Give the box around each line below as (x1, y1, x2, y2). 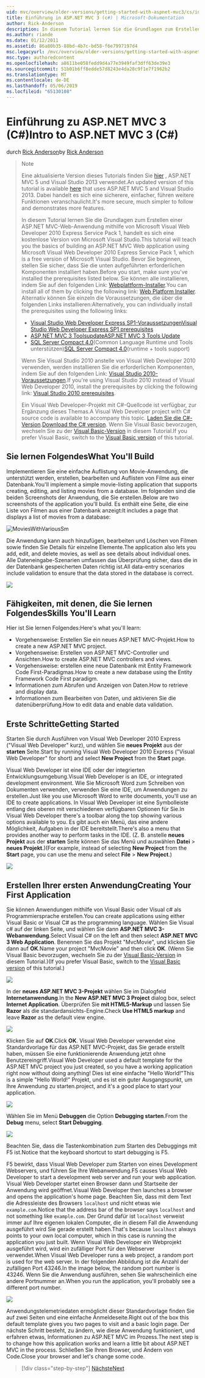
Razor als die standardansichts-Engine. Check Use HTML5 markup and (6, 1007, 185, 1015)
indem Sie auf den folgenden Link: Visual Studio (21, 369, 142, 377)
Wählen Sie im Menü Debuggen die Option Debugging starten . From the (6, 1113, 188, 1120)
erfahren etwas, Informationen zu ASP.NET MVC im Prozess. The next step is (6, 1333, 199, 1341)
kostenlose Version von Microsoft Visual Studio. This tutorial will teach (21, 235, 196, 243)
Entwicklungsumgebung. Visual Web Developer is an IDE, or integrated (6, 773, 183, 780)
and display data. (15, 688, 59, 695)
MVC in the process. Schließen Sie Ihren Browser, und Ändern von (6, 1346, 173, 1354)
